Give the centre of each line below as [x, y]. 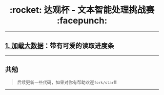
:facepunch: [82, 21]
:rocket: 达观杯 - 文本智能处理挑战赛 [82, 10]
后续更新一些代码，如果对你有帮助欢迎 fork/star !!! [67, 82]
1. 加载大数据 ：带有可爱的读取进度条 [60, 46]
